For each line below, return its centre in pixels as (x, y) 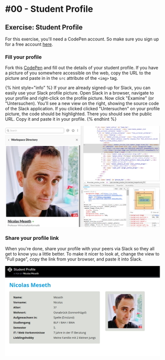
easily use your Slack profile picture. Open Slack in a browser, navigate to (80, 93)
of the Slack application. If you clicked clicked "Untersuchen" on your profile (82, 109)
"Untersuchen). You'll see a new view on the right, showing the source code (82, 103)
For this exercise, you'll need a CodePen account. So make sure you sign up (82, 39)
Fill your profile (23, 57)
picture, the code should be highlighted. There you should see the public (79, 114)
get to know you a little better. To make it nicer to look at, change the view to (82, 254)
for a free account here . (29, 44)
